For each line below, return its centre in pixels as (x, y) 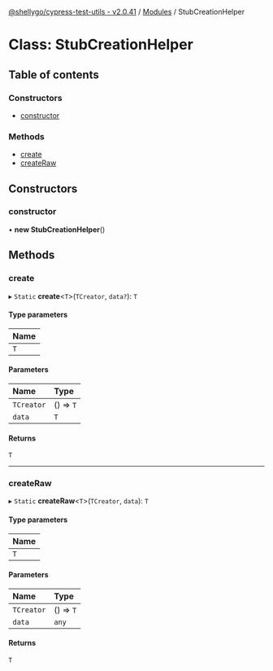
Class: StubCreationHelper (101, 45)
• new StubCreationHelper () (57, 229)
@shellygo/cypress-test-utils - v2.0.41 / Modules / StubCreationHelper (127, 12)
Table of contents (54, 75)
